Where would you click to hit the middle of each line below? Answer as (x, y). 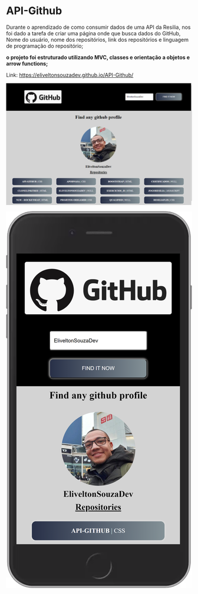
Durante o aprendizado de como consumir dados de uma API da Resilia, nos (98, 27)
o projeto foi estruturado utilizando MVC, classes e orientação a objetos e (98, 57)
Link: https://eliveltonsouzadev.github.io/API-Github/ (70, 75)
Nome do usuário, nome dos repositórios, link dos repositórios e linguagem (98, 39)
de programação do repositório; (45, 46)
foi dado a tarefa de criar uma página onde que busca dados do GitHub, (93, 33)
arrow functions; (27, 64)
